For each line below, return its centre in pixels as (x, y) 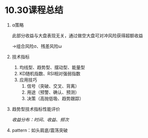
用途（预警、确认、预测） (53, 92)
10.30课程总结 (34, 10)
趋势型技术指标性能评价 (36, 109)
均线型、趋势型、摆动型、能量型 (52, 67)
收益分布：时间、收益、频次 (40, 120)
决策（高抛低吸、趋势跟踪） (55, 98)
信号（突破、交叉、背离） (53, 86)
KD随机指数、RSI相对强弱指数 (50, 73)
